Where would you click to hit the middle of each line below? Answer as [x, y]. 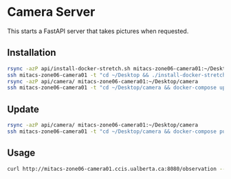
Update [23, 109]
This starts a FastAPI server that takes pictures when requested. [98, 31]
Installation [32, 53]
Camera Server [51, 12]
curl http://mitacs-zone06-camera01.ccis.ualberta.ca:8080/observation [112, 169]
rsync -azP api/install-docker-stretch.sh [69, 69]
